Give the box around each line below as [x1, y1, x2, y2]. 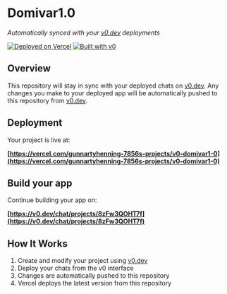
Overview [7, 62, 51, 75]
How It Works [7, 237, 68, 249]
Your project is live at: [7, 136, 70, 144]
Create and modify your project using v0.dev [17, 257, 148, 265]
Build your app [7, 177, 73, 189]
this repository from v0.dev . [7, 96, 88, 105]
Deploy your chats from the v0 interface [17, 264, 134, 273]
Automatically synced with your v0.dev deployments [7, 28, 160, 37]
